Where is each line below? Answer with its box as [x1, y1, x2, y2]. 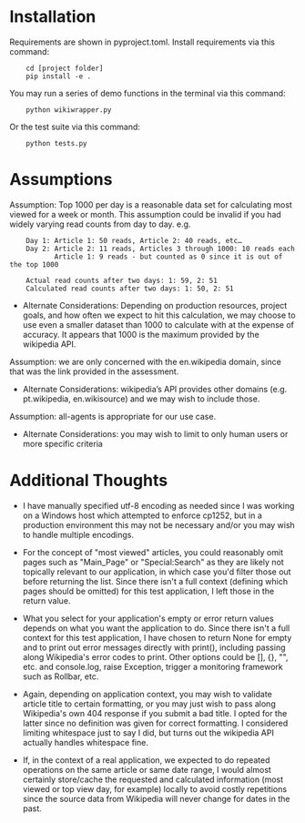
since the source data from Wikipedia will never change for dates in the [22, 793, 290, 804]
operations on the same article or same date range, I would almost [22, 764, 271, 775]
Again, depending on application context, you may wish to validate [22, 688, 273, 699]
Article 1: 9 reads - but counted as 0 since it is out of [54, 252, 283, 261]
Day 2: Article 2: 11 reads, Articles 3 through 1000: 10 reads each [25, 244, 296, 253]
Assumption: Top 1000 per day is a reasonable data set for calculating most [9, 198, 293, 210]
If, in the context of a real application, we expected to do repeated [22, 754, 270, 766]
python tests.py [25, 138, 88, 147]
